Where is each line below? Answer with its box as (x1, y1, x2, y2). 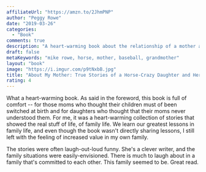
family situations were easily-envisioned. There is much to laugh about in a (6, 152, 195, 160)
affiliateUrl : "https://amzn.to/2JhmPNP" (6, 9, 114, 15)
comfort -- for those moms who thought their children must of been (6, 101, 177, 108)
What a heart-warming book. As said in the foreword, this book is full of (6, 95, 187, 102)
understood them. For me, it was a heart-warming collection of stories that (6, 114, 195, 122)
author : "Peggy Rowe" (6, 15, 62, 21)
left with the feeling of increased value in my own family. (6, 133, 149, 141)
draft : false (6, 49, 40, 55)
